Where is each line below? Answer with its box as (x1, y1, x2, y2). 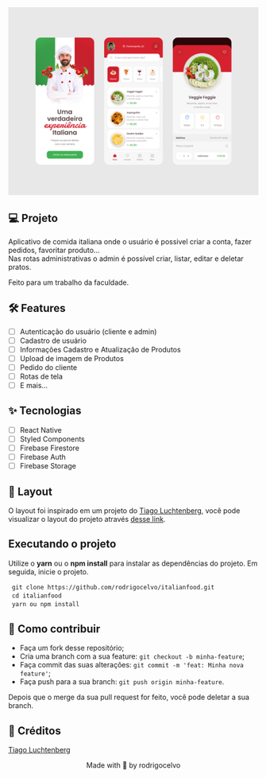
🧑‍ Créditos (8, 724, 61, 737)
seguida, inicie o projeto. (8, 566, 89, 576)
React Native (19, 425, 62, 434)
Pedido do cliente (19, 362, 78, 372)
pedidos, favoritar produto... (8, 245, 100, 255)
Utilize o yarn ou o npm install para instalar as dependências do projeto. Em (8, 558, 258, 568)
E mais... (19, 381, 48, 390)
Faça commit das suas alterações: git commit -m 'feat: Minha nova (19, 660, 244, 670)
